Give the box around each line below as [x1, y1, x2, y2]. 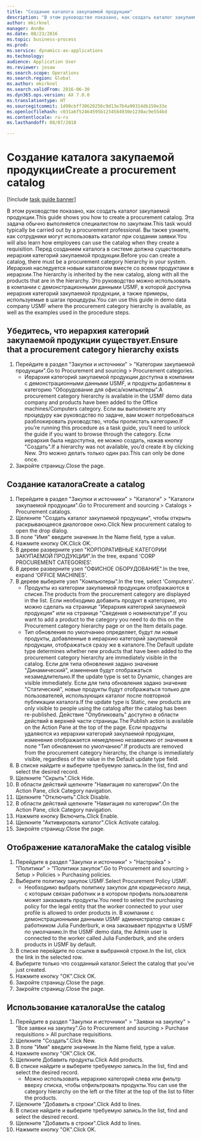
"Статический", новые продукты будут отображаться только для [24, 685, 190, 692]
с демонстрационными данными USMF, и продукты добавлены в [24, 380, 191, 387]
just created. [15, 966, 47, 973]
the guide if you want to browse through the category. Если [24, 430, 171, 438]
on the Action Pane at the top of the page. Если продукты [24, 724, 168, 731]
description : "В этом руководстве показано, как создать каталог [7, 14, 172, 20]
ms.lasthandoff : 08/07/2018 [7, 120, 77, 126]
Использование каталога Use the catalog [7, 1002, 166, 1012]
